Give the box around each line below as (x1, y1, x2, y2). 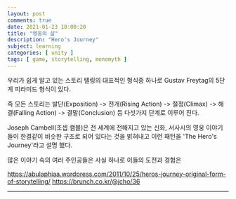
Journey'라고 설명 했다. (7, 141, 72, 149)
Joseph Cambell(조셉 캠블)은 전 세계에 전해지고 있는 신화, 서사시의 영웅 (7, 123, 205, 132)
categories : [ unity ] (7, 50, 74, 57)
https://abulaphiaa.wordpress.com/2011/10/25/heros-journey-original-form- (7, 170, 226, 178)
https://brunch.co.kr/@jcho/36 (52, 177, 140, 186)
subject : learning (7, 43, 61, 50)
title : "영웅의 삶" (7, 29, 58, 37)
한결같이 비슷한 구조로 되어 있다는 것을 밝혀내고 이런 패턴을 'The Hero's (20, 132, 218, 140)
